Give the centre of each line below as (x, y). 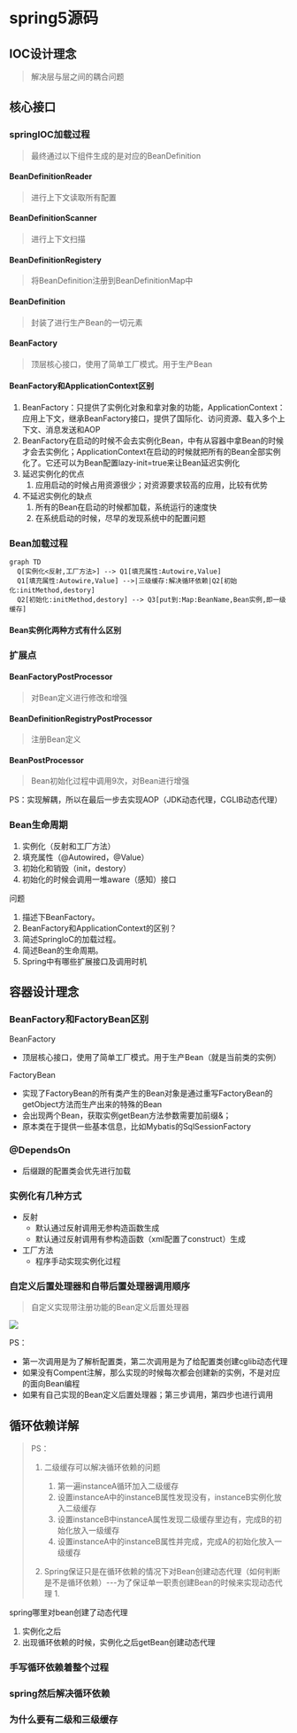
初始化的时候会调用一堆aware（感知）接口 (99, 879)
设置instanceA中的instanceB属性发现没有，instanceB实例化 (165, 1497)
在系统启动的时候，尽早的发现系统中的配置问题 (120, 518)
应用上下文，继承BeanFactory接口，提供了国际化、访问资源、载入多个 (150, 418)
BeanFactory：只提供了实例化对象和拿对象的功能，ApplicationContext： (153, 407)
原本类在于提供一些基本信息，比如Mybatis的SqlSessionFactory (137, 1127)
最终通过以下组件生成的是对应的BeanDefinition (116, 155)
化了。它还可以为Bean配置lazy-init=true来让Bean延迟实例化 (131, 463)
